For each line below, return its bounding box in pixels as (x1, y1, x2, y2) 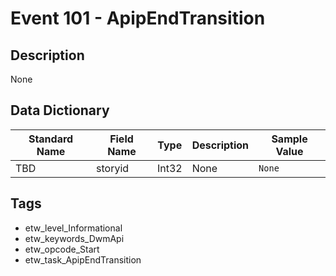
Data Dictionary (10, 102, 110, 119)
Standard (28, 132, 74, 146)
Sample (271, 132, 308, 146)
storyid (96, 161, 130, 175)
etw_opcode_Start (24, 243, 100, 255)
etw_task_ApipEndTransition (24, 253, 142, 266)
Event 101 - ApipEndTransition (10, 7, 266, 30)
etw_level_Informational (24, 222, 123, 234)
